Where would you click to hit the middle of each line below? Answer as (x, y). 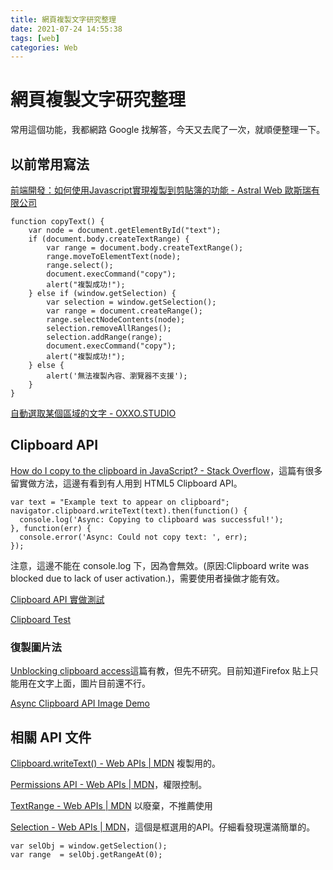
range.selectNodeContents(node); (116, 320)
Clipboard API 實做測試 (57, 599)
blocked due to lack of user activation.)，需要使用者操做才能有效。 (147, 578)
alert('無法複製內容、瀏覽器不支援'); (117, 376)
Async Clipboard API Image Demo (80, 703)
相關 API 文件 (51, 737)
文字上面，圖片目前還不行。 (93, 683)
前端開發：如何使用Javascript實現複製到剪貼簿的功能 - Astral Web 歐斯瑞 (161, 190)
